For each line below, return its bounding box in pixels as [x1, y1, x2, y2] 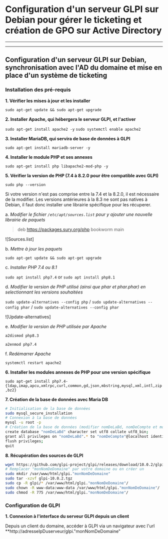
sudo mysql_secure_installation [5, 411, 72, 416]
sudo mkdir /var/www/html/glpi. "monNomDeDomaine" [5, 471, 111, 476]
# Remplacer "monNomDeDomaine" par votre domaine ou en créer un [5, 467, 144, 472]
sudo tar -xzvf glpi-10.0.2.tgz [5, 476, 72, 481]
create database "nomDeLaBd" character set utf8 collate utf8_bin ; [5, 429, 149, 434]
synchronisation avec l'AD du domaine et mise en [5, 64, 162, 72]
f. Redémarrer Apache [5, 351, 51, 357]
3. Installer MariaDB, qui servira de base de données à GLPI [5, 135, 130, 141]
